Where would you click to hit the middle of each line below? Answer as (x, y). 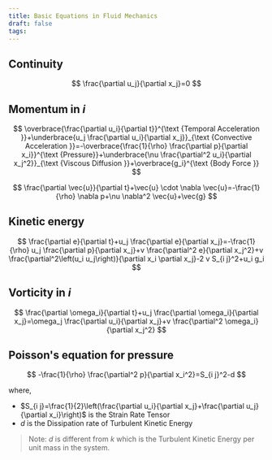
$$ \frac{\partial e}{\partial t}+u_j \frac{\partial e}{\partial (113, 241)
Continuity (36, 64)
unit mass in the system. (69, 448)
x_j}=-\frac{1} (233, 241)
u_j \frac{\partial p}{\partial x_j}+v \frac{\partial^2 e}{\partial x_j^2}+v (147, 250)
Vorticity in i (40, 293)
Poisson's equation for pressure (91, 356)
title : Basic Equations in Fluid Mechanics (83, 16)
